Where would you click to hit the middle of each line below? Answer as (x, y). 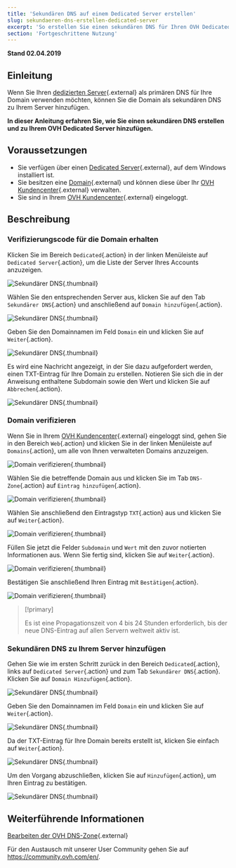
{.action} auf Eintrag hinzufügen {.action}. (80, 485)
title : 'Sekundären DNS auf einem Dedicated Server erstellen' (102, 14)
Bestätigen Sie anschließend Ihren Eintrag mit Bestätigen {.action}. (103, 582)
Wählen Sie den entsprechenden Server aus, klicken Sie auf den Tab (106, 297)
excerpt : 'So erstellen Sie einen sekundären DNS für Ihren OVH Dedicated (119, 27)
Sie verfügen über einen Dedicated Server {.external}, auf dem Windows (122, 167)
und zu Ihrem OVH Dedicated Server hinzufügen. (80, 129)
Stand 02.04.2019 (34, 53)
